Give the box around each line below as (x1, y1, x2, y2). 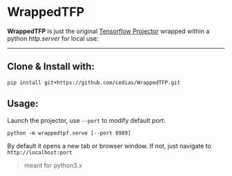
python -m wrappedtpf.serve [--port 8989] (7, 129, 131, 137)
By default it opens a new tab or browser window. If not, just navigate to (7, 141, 212, 150)
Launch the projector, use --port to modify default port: (7, 116, 166, 124)
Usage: (7, 98, 39, 110)
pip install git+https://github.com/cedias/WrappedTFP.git (7, 79, 181, 86)
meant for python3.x (23, 161, 83, 169)
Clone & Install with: (7, 61, 95, 72)
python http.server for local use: (7, 34, 99, 42)
